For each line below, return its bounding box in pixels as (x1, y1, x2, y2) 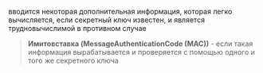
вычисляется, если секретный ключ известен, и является (8, 15, 206, 25)
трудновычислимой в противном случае (8, 24, 147, 33)
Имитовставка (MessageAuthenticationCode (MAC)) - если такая (27, 39, 253, 48)
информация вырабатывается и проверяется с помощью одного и (27, 48, 255, 56)
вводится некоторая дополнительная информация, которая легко (8, 7, 233, 16)
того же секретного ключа (27, 56, 120, 65)
